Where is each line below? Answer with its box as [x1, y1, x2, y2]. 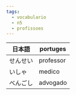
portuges [39, 45, 66, 53]
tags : [6, 8, 20, 15]
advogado [39, 78, 67, 87]
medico [39, 68, 60, 76]
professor [39, 56, 66, 65]
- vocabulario [11, 14, 46, 20]
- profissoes [11, 25, 44, 31]
